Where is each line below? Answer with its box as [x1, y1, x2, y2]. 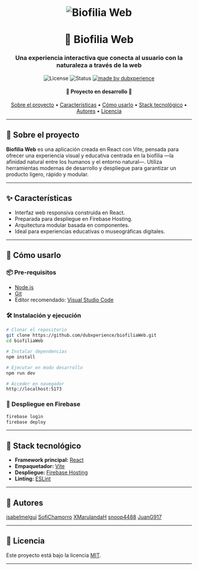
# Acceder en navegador [6, 380, 65, 387]
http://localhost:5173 [6, 386, 62, 392]
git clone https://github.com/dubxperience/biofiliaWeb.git [6, 333, 157, 339]
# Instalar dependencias [6, 349, 67, 354]
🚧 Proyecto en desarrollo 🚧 [65, 88, 133, 95]
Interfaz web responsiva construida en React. [14, 209, 126, 216]
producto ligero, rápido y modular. [6, 171, 89, 178]
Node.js [14, 284, 34, 291]
